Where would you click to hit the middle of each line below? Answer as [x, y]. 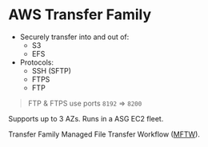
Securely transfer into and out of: [74, 37]
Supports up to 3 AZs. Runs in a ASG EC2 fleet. [86, 118]
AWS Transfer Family [80, 15]
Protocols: [37, 62]
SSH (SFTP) [52, 70]
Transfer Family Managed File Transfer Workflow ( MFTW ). [104, 134]
